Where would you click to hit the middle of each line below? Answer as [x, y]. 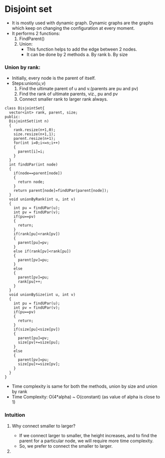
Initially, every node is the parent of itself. [54, 78]
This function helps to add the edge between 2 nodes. [82, 49]
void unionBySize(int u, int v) [42, 295]
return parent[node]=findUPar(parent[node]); [61, 191]
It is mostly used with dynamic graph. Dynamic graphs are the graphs [82, 23]
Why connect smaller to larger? [43, 426]
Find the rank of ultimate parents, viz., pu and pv [68, 94]
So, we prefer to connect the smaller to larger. [66, 446]
